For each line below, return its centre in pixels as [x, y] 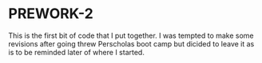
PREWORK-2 [51, 14]
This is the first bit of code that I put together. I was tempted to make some [131, 35]
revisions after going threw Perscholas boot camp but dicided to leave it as [131, 43]
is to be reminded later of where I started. [77, 52]
